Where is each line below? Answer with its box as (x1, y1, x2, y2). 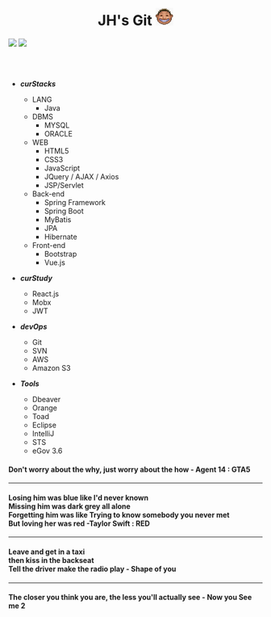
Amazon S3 (31, 363, 71, 372)
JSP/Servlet (44, 180, 85, 190)
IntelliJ (31, 428, 55, 439)
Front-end (31, 240, 66, 250)
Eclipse (31, 420, 56, 430)
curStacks (19, 78, 56, 88)
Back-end (31, 189, 65, 199)
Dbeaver (31, 394, 61, 404)
